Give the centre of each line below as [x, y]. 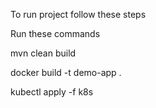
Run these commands [55, 33]
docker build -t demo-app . [66, 72]
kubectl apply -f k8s [52, 92]
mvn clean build [43, 53]
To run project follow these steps [78, 14]
